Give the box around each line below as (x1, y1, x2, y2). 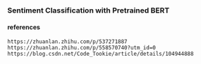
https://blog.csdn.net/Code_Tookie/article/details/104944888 (7, 51, 194, 58)
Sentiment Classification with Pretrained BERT (7, 6, 170, 15)
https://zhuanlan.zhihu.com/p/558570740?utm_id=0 (7, 45, 157, 51)
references (7, 23, 41, 31)
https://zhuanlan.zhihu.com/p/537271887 (7, 38, 128, 45)
